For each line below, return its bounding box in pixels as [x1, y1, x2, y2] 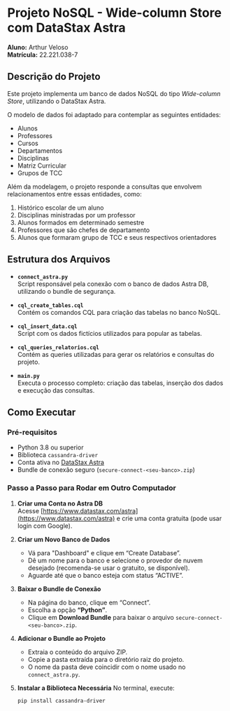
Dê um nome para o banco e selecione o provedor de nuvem [27, 556, 203, 564]
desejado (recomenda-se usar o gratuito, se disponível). [27, 563, 190, 572]
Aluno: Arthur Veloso [7, 43, 69, 51]
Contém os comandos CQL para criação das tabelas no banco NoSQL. [17, 308, 221, 316]
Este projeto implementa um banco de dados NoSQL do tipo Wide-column [7, 89, 221, 97]
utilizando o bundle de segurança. [17, 287, 116, 295]
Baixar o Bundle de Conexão [17, 584, 101, 593]
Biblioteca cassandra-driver [17, 451, 99, 459]
